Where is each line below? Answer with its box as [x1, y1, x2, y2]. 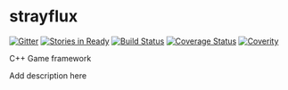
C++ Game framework [9, 53, 92, 63]
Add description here [9, 70, 87, 81]
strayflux [9, 6, 78, 27]
